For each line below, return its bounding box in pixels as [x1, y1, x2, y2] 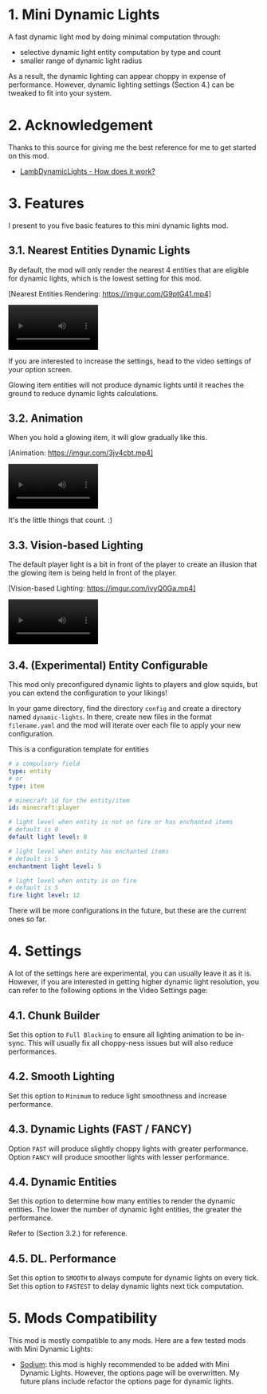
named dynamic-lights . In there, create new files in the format [8, 712, 213, 722]
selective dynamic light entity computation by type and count [19, 47, 222, 57]
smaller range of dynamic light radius [19, 56, 143, 65]
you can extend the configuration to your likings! [8, 688, 167, 698]
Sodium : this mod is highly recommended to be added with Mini [19, 1360, 230, 1369]
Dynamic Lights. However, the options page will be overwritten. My [19, 1368, 241, 1378]
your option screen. [8, 364, 73, 374]
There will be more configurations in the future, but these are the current [8, 906, 247, 916]
